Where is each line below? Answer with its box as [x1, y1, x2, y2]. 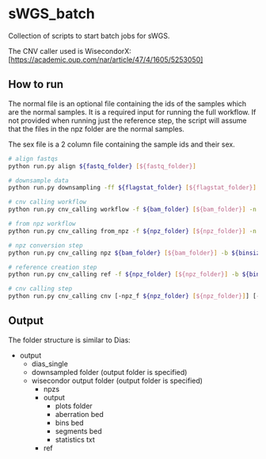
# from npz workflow [8, 220, 77, 228]
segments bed [55, 426, 103, 436]
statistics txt [55, 434, 95, 444]
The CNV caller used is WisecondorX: [8, 46, 132, 55]
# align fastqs [8, 155, 59, 163]
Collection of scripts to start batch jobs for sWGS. [8, 31, 170, 40]
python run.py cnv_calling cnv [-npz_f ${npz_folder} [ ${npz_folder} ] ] [8, 293, 249, 300]
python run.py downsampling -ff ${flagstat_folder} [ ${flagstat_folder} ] [8, 184, 257, 192]
